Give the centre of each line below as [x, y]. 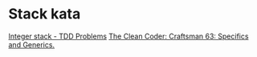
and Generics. [31, 44]
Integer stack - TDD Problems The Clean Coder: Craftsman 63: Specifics [128, 36]
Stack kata [45, 14]
